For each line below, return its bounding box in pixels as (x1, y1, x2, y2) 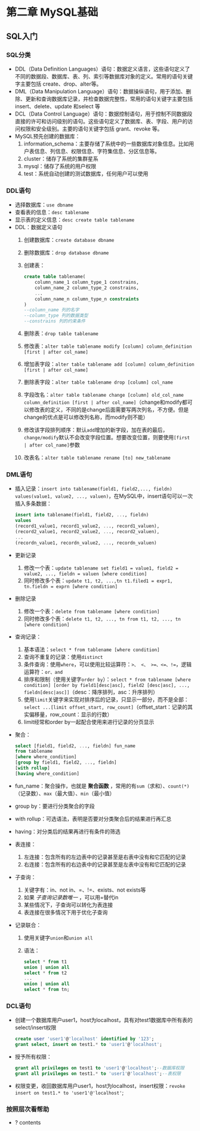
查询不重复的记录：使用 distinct (23, 653, 103, 660)
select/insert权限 (14, 1024, 57, 1031)
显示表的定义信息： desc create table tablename (14, 216, 135, 223)
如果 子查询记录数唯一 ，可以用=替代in (23, 893, 119, 901)
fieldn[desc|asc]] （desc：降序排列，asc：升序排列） (23, 688, 158, 695)
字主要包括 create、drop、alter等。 (14, 80, 102, 87)
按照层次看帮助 (6, 1105, 50, 1113)
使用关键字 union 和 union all (23, 934, 93, 941)
